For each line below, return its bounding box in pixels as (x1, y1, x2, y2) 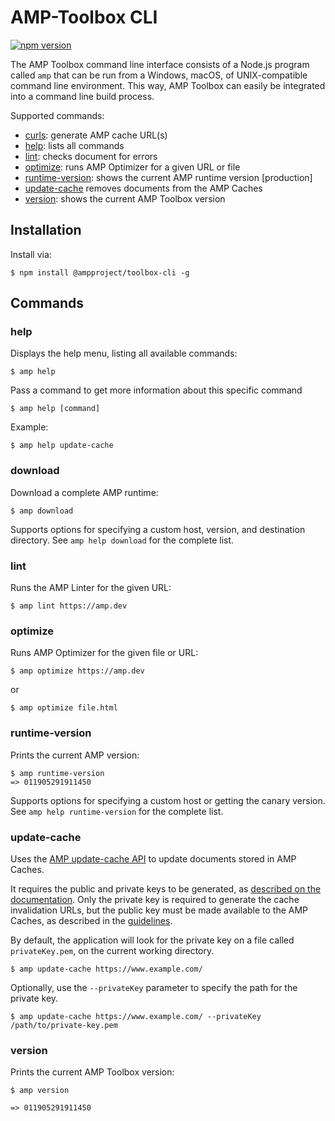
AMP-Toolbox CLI (10, 6, 158, 29)
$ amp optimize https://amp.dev (10, 666, 145, 676)
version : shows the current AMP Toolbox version (24, 192, 226, 205)
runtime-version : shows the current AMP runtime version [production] (24, 171, 313, 183)
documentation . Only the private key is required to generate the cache (10, 893, 300, 905)
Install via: (10, 248, 52, 260)
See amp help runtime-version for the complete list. (10, 805, 224, 817)
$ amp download (10, 506, 74, 516)
